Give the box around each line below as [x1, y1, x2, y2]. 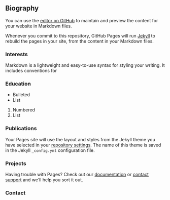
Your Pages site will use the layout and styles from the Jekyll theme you [5, 136, 156, 142]
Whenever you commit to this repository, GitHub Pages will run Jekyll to [5, 32, 156, 38]
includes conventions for [5, 68, 57, 74]
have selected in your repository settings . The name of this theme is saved [5, 142, 161, 148]
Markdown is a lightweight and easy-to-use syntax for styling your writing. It [5, 62, 165, 68]
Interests [5, 51, 28, 58]
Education [5, 81, 31, 88]
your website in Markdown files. [5, 23, 72, 29]
